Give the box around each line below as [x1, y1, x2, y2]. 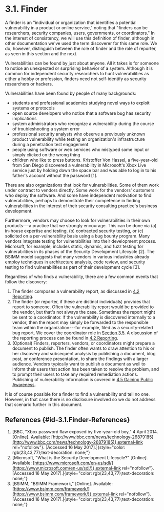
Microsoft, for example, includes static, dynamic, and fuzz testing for [5, 243, 143, 249]
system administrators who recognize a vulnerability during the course [12, 121, 155, 127]
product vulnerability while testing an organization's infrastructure [12, 136, 145, 142]
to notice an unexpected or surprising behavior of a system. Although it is [5, 65, 153, 71]
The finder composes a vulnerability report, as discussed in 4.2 [12, 288, 140, 294]
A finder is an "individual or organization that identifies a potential [5, 20, 137, 25]
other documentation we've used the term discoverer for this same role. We [5, 40, 157, 46]
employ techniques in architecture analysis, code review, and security [5, 259, 145, 265]
